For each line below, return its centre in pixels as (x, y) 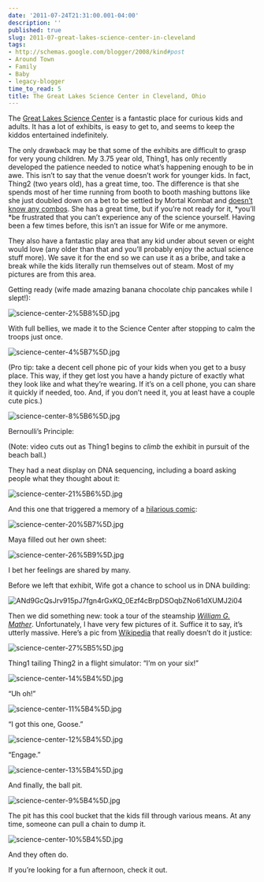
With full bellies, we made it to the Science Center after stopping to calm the (132, 328)
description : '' (35, 23)
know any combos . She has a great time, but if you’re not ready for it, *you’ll (132, 209)
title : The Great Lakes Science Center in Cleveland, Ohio (107, 96)
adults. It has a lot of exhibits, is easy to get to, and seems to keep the (121, 127)
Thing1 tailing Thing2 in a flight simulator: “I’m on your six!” (104, 663)
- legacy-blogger (37, 81)
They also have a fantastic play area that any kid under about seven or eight (131, 241)
